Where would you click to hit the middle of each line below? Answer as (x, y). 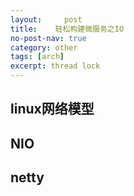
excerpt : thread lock (55, 66)
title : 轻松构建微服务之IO (67, 29)
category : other (44, 47)
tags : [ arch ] (37, 57)
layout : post (46, 19)
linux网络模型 (52, 109)
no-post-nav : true (48, 38)
